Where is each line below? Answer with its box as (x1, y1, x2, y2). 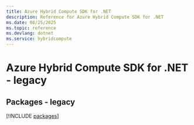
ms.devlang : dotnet (6, 31, 54, 36)
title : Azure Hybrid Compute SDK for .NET (6, 8, 111, 15)
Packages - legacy (6, 97, 75, 107)
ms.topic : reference (6, 25, 57, 31)
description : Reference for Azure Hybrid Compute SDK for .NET (6, 14, 164, 20)
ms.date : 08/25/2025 (6, 19, 57, 25)
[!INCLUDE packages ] (6, 113, 59, 119)
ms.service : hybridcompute (6, 36, 72, 42)
